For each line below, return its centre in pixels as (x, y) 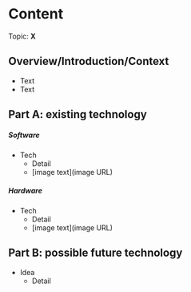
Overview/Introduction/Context (89, 61)
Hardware (25, 190)
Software (24, 135)
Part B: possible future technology (95, 253)
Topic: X (22, 36)
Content (36, 14)
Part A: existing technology (78, 114)
